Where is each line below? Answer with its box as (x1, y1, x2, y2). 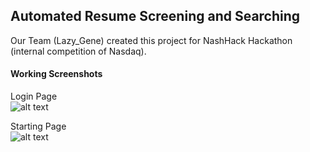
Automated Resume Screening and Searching (10, 8, 301, 25)
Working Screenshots (10, 68, 103, 80)
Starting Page (10, 120, 67, 133)
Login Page (10, 90, 58, 103)
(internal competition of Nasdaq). (10, 45, 147, 57)
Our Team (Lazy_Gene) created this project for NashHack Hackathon (10, 34, 293, 46)
